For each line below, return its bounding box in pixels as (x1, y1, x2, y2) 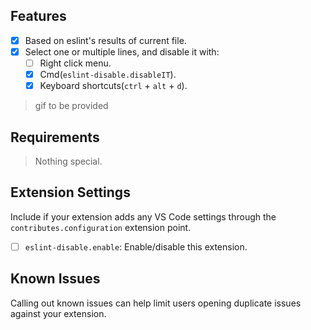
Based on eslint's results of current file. (24, 34, 187, 46)
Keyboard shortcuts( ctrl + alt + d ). (39, 80, 188, 92)
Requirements (10, 129, 100, 146)
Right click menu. (39, 57, 112, 69)
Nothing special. (34, 155, 103, 167)
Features (10, 8, 67, 25)
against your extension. (10, 307, 107, 319)
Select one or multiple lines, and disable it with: (24, 45, 220, 58)
